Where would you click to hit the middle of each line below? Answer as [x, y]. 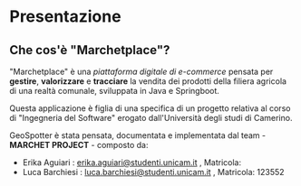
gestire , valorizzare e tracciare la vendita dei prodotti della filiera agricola [148, 81]
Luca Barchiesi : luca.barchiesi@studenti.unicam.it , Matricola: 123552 [153, 172]
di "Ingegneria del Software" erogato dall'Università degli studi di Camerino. [151, 118]
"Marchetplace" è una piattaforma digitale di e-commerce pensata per [141, 71]
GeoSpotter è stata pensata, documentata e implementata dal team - [137, 135]
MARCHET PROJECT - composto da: [79, 145]
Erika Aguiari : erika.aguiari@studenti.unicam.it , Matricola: [132, 163]
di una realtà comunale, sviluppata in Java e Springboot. [115, 91]
